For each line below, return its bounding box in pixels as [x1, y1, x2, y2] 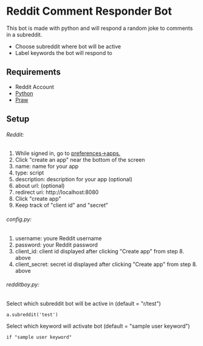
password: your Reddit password [15, 241, 98, 248]
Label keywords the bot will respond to [15, 49, 112, 56]
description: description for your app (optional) [15, 176, 132, 183]
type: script [15, 169, 44, 176]
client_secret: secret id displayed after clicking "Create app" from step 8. [15, 261, 198, 268]
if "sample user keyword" [6, 334, 72, 340]
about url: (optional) [15, 182, 65, 190]
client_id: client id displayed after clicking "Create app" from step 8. [15, 247, 184, 254]
